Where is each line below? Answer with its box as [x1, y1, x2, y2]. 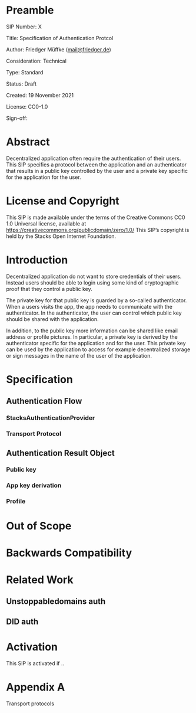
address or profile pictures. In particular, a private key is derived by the [6, 333, 178, 340]
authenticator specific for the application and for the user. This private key [6, 339, 187, 346]
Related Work [6, 573, 74, 586]
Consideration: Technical [6, 57, 67, 64]
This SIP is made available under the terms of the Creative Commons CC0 [6, 214, 185, 221]
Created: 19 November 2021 [6, 91, 74, 99]
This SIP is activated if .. [6, 659, 65, 667]
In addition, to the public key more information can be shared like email [6, 327, 178, 334]
